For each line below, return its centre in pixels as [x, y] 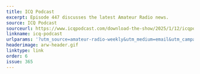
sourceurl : [20, 28]
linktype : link [25, 51]
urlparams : [20, 39]
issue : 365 [20, 61]
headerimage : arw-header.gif [42, 45]
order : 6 [17, 56]
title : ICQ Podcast [30, 12]
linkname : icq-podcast [34, 34]
